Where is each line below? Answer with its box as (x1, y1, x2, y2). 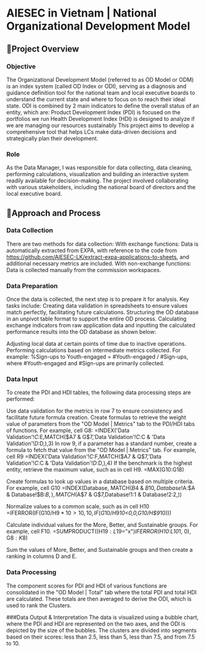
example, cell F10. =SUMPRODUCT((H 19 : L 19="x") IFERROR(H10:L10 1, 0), (6, 528, 192, 535)
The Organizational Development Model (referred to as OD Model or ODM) (6, 76, 194, 83)
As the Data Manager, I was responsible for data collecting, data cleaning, (6, 164, 193, 171)
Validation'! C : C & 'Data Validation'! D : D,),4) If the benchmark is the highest (6, 459, 193, 467)
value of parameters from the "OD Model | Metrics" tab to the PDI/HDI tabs (6, 421, 195, 428)
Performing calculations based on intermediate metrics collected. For (6, 347, 181, 354)
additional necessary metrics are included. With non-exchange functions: (6, 260, 192, 267)
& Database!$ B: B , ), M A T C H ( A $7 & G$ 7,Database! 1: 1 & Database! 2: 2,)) (6, 491, 182, 499)
